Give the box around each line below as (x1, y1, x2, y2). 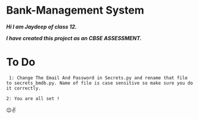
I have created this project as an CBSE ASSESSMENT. (6, 34, 142, 41)
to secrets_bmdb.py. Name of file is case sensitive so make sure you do (6, 80, 194, 86)
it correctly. (6, 85, 42, 91)
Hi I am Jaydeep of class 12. (6, 23, 77, 30)
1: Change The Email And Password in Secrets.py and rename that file (8, 75, 188, 81)
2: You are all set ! (6, 95, 60, 101)
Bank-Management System (6, 4, 144, 17)
